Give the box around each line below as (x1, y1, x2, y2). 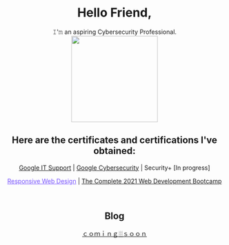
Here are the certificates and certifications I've (11, 135, 218, 146)
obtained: (93, 145, 136, 157)
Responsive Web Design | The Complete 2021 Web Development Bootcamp (7, 177, 222, 185)
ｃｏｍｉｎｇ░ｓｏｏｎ (82, 229, 147, 237)
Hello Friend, (77, 5, 152, 21)
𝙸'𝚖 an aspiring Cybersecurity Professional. (52, 28, 177, 36)
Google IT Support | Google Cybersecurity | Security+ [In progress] (19, 164, 210, 172)
